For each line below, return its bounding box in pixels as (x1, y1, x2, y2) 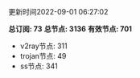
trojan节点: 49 (19, 51, 67, 60)
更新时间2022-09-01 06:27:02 (8, 7, 109, 16)
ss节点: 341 (19, 61, 58, 71)
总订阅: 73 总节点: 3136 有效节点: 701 (8, 24, 133, 34)
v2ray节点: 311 (19, 41, 68, 51)
